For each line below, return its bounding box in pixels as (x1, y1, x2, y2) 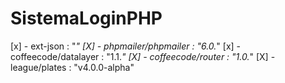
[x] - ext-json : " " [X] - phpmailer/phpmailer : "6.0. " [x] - (10, 40, 242, 52)
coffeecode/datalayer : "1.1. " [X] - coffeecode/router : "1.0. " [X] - (10, 50, 276, 62)
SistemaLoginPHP (10, 7, 163, 30)
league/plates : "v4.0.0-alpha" (10, 61, 135, 73)
